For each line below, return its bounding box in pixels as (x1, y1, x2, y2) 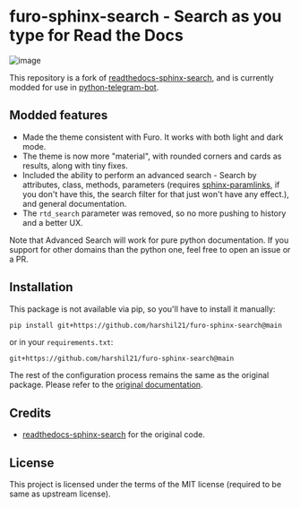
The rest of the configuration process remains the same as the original (9, 370, 270, 381)
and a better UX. (21, 217, 83, 228)
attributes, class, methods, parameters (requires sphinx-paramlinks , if (21, 179, 280, 190)
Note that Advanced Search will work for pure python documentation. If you (9, 235, 289, 245)
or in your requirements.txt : (9, 337, 114, 348)
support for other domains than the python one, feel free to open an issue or (9, 244, 291, 254)
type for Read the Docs (9, 25, 184, 46)
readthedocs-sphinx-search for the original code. (21, 429, 206, 440)
